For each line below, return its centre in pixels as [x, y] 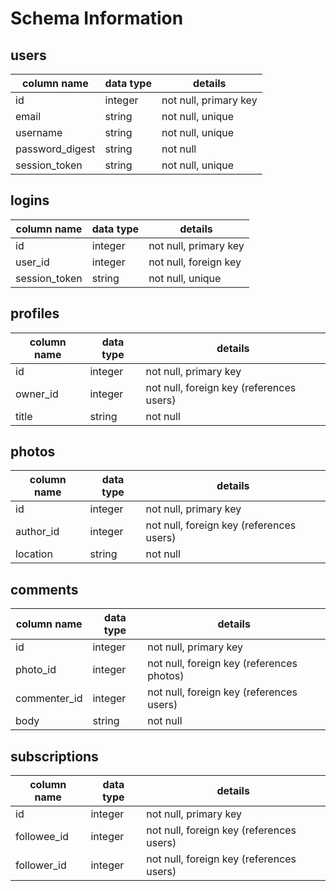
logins [30, 200]
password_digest [55, 149]
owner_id [37, 394]
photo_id [36, 670]
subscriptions [54, 756]
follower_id [41, 865]
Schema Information [97, 18]
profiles [35, 313]
